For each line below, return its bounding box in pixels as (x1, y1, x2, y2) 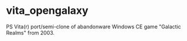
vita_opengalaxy (6, 4, 89, 17)
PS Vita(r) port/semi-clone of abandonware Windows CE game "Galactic (6, 23, 182, 30)
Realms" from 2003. (6, 29, 55, 36)
